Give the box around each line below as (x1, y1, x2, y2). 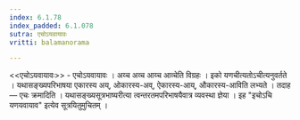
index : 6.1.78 (9, 12, 62, 22)
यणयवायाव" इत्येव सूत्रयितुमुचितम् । (9, 100, 109, 111)
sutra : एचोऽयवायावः (9, 29, 67, 38)
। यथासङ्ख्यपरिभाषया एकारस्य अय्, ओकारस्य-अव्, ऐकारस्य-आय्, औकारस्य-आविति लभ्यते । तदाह (9, 80, 291, 91)
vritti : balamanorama (9, 37, 90, 47)
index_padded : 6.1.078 (9, 21, 94, 30)
